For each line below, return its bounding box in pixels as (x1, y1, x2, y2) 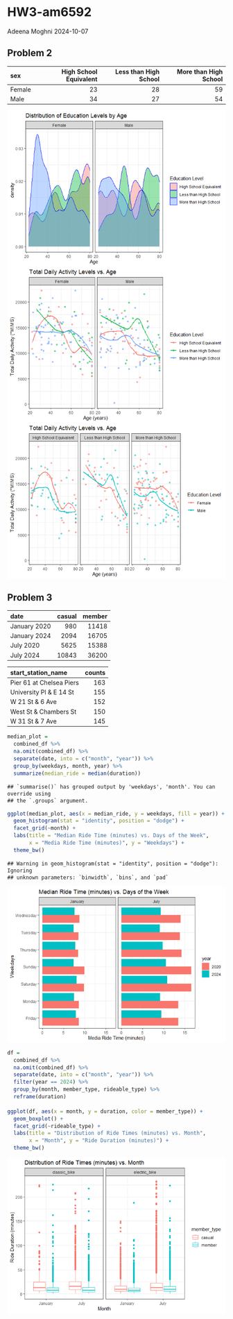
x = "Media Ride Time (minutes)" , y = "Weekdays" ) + (28, 839, 185, 847)
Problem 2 (7, 47, 53, 59)
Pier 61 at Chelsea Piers (10, 678, 80, 687)
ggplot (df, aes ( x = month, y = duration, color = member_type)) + (7, 1108, 203, 1115)
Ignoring (7, 867, 33, 874)
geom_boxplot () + (13, 1115, 64, 1122)
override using (7, 790, 51, 797)
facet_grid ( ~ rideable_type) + (13, 1123, 101, 1129)
